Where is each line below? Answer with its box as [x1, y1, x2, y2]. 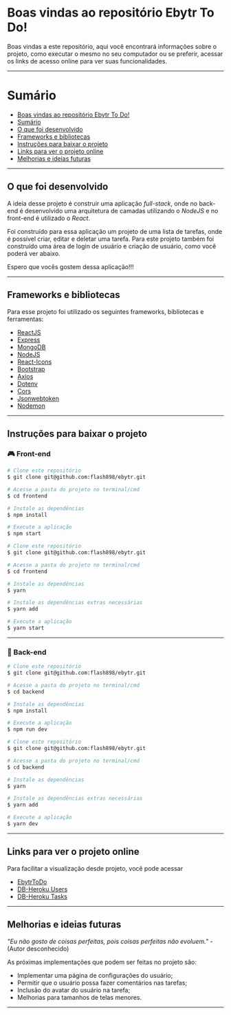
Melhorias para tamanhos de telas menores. [16, 993, 142, 1001]
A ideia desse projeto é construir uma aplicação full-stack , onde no [7, 199, 198, 208]
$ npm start [7, 530, 41, 538]
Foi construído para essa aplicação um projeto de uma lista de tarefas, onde [7, 227, 223, 235]
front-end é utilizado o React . [7, 214, 91, 222]
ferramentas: [7, 315, 44, 323]
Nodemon [16, 402, 46, 410]
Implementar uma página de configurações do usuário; [16, 971, 173, 979]
